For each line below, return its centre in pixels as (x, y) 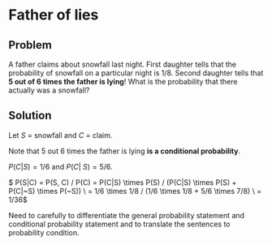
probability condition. (44, 232)
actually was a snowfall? (49, 90)
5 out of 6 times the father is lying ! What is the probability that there (123, 82)
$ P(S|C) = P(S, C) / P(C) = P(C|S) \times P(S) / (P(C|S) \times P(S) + (123, 182)
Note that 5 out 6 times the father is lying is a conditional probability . (125, 151)
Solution (30, 116)
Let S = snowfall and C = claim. (60, 135)
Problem (30, 45)
